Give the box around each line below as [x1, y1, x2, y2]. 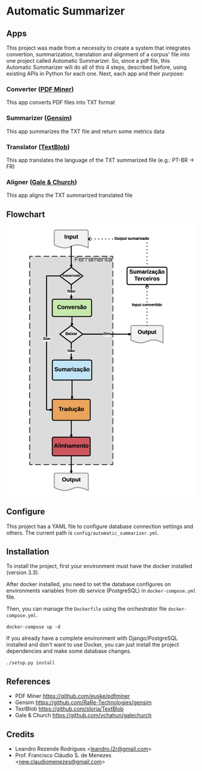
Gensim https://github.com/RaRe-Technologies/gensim [14, 699, 152, 706]
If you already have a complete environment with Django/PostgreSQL [6, 634, 178, 642]
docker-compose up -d [6, 624, 61, 630]
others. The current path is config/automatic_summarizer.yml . [6, 529, 160, 536]
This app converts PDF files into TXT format [6, 98, 115, 106]
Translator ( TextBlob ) [6, 143, 71, 151]
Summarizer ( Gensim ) [6, 114, 72, 122]
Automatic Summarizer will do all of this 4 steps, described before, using [6, 63, 187, 71]
